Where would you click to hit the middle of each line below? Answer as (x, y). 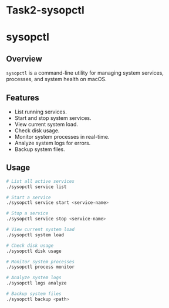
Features (23, 98)
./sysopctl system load (35, 235)
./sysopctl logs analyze (36, 283)
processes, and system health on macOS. (56, 79)
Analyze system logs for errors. (53, 143)
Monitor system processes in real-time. (62, 137)
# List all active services (40, 181)
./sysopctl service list (36, 187)
